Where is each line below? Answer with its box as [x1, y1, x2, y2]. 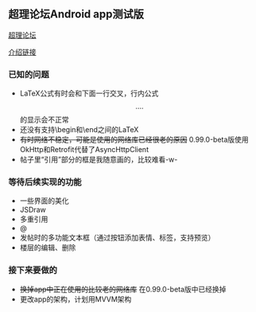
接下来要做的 [8, 265, 58, 276]
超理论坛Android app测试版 [8, 7, 145, 21]
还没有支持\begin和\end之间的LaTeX [19, 125, 139, 135]
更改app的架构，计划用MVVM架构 [19, 294, 132, 304]
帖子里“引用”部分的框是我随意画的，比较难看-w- [19, 154, 178, 165]
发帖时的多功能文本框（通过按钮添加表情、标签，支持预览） [19, 233, 215, 243]
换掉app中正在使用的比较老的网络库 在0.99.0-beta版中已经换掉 [19, 284, 227, 294]
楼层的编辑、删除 [19, 243, 76, 252]
